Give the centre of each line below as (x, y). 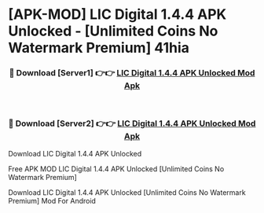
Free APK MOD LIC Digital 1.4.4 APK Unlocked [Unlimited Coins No (116, 169)
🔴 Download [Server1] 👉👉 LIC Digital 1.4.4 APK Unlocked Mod (132, 73)
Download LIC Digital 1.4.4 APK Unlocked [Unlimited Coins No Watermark (127, 192)
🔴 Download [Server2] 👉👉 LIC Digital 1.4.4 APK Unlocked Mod (132, 123)
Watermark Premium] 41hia (99, 48)
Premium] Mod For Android (52, 200)
